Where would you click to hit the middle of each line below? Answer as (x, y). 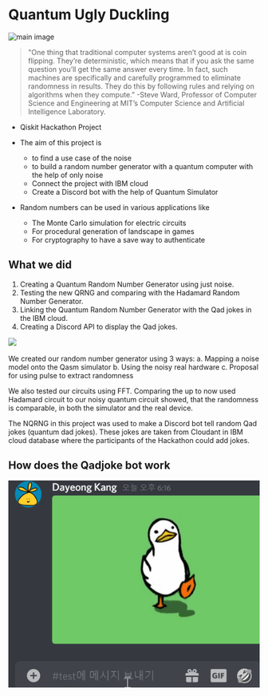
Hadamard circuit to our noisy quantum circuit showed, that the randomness (134, 399)
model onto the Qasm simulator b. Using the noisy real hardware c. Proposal (134, 367)
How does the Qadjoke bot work (89, 466)
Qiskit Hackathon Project (61, 127)
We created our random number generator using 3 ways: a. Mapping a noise (134, 358)
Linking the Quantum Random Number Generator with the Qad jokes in (136, 310)
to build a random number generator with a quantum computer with (142, 166)
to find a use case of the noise (81, 158)
